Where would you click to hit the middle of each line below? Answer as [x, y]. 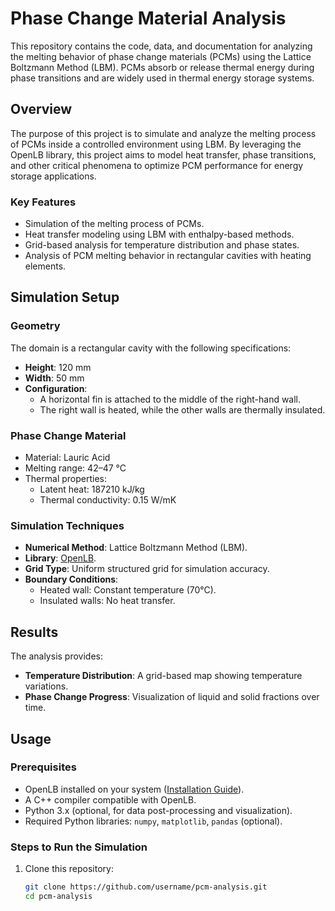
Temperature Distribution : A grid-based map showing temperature [163, 676]
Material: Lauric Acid [67, 458]
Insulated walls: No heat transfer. [107, 601]
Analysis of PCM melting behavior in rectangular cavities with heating [168, 256]
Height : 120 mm [58, 367]
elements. [45, 266]
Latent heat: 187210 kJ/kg [92, 489]
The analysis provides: [56, 656]
